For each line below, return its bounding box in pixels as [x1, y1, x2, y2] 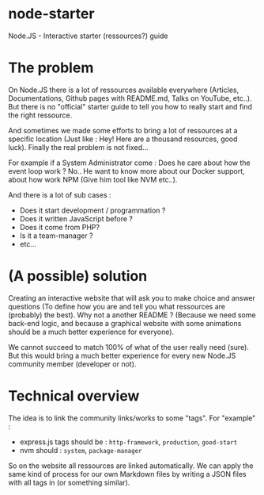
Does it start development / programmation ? [19, 205, 166, 215]
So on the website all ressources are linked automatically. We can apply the [8, 461, 254, 470]
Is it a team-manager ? [19, 231, 93, 240]
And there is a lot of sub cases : [8, 190, 112, 199]
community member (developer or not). [8, 359, 137, 369]
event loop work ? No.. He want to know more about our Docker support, [8, 166, 245, 175]
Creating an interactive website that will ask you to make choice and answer [8, 293, 255, 302]
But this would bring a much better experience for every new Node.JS [8, 351, 236, 360]
